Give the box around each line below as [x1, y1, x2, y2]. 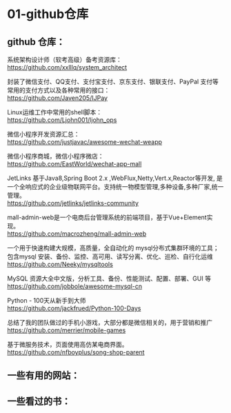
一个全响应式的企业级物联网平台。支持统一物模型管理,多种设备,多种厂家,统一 [7, 183, 224, 190]
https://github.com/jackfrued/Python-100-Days [7, 304, 141, 312]
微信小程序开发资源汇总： [7, 130, 80, 138]
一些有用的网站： [7, 370, 80, 381]
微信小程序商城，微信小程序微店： [7, 152, 104, 160]
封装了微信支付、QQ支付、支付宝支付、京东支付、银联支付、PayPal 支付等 [7, 77, 219, 85]
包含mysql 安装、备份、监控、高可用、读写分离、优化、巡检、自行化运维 [7, 252, 214, 261]
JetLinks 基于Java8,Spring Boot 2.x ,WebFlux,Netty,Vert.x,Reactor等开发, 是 [7, 174, 223, 182]
